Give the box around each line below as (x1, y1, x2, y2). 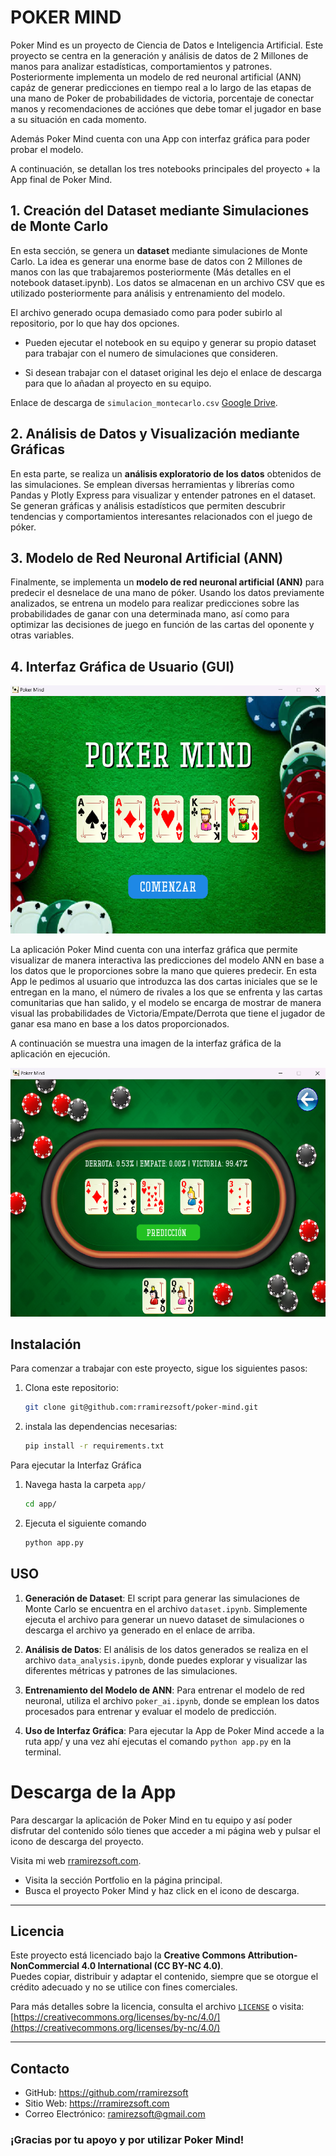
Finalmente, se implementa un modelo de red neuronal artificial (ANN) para (10, 576, 325, 588)
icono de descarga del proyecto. (10, 1835, 145, 1847)
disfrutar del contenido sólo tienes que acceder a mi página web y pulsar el (10, 1824, 321, 1836)
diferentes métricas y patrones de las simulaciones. (24, 1664, 238, 1676)
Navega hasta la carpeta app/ (24, 1479, 147, 1491)
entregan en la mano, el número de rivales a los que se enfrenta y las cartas (10, 986, 323, 998)
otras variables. (10, 629, 75, 641)
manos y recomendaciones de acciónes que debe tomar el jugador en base (10, 102, 322, 115)
